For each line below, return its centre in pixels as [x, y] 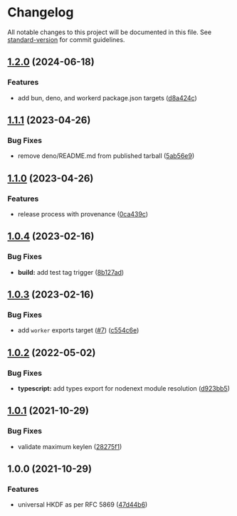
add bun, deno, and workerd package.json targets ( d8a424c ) [107, 98]
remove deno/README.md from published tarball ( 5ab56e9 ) [106, 156]
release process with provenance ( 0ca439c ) [83, 214]
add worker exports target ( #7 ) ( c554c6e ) [78, 330]
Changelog [41, 12]
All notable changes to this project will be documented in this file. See [110, 32]
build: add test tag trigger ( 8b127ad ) [71, 272]
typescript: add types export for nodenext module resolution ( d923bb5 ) [123, 389]
